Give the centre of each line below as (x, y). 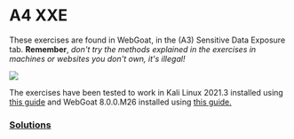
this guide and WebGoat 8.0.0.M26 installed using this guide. (121, 102)
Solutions (30, 125)
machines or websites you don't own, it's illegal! (97, 58)
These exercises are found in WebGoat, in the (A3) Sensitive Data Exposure (147, 40)
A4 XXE (39, 15)
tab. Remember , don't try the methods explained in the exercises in (133, 49)
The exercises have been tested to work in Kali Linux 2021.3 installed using (147, 92)
